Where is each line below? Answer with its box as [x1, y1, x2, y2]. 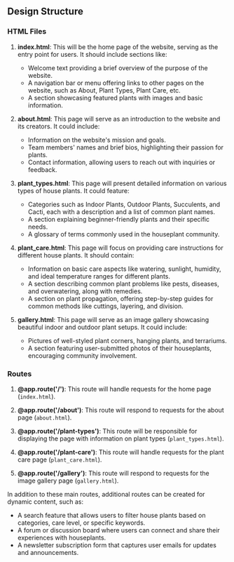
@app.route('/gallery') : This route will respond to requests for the [17, 469, 209, 477]
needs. [27, 222, 48, 231]
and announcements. [17, 548, 79, 556]
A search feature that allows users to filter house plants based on [17, 511, 206, 519]
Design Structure [7, 6, 84, 18]
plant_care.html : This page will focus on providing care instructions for [17, 243, 224, 252]
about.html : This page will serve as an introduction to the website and [17, 114, 221, 123]
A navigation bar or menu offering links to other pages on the [27, 79, 205, 87]
